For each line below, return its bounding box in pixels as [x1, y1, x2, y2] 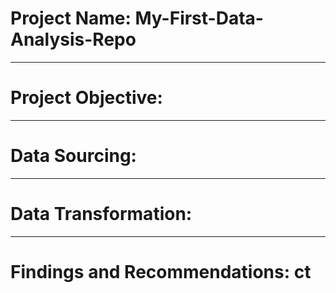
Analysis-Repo [10, 28, 137, 51]
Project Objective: [10, 87, 163, 109]
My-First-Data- [134, 7, 264, 30]
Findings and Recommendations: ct [10, 260, 312, 283]
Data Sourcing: [10, 145, 137, 167]
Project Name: [10, 7, 132, 30]
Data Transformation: [10, 203, 193, 225]
